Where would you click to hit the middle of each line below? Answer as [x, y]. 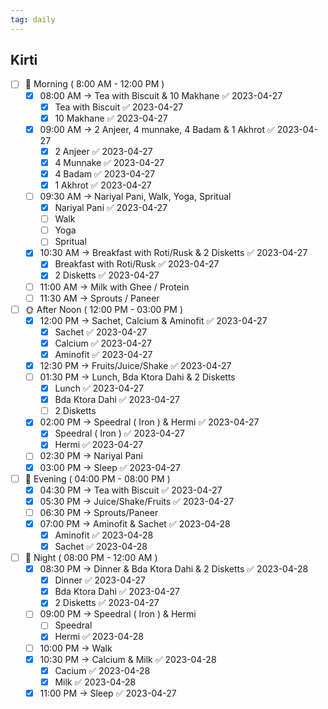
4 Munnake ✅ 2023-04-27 [109, 162]
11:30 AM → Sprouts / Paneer [99, 298]
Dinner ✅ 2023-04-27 [100, 580]
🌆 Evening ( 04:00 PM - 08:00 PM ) [97, 478]
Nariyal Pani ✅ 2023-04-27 [111, 208]
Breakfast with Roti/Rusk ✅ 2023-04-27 [137, 264]
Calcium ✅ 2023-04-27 [103, 343]
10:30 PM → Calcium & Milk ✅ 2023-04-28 [128, 659]
